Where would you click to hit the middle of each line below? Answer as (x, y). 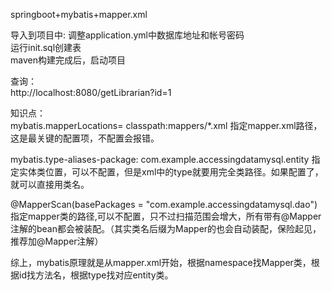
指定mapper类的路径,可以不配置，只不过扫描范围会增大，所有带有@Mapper (166, 216)
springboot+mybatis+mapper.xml (79, 14)
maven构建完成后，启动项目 (68, 60)
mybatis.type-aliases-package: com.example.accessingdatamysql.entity (160, 159)
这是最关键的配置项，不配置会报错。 (85, 138)
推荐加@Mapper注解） (57, 241)
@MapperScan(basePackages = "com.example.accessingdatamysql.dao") (164, 204)
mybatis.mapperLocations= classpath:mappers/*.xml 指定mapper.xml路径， (166, 125)
